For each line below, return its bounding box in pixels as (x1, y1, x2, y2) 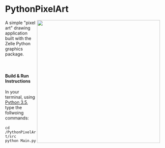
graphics (5, 46, 23, 52)
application (5, 30, 28, 36)
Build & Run (5, 73, 29, 79)
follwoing (5, 110, 24, 116)
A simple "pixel (5, 20, 36, 26)
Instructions (5, 78, 31, 84)
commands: (5, 115, 29, 121)
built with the (5, 35, 32, 41)
